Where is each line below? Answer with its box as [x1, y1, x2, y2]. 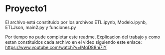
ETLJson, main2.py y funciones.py [5, 24, 76, 30]
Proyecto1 [5, 3, 47, 14]
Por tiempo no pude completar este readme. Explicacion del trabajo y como [5, 34, 161, 40]
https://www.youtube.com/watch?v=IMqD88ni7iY [5, 44, 107, 50]
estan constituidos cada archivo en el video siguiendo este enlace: [5, 39, 142, 45]
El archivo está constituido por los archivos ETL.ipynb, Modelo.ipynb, [5, 19, 147, 25]
